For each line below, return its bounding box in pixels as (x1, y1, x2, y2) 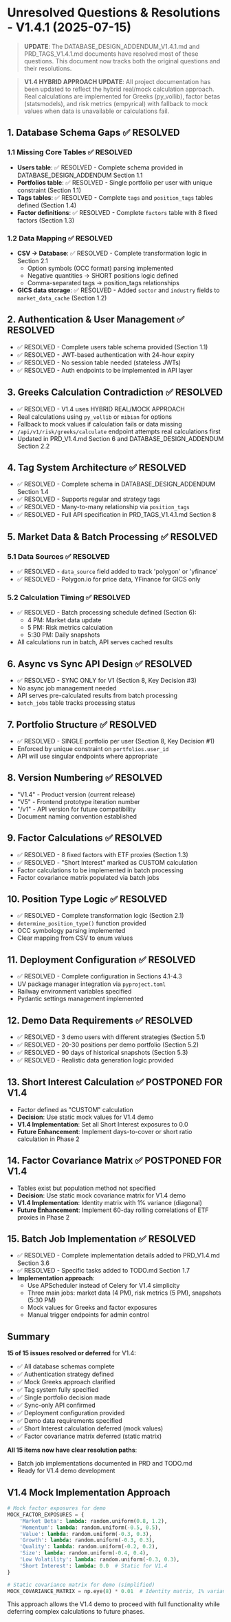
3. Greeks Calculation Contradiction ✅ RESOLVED (7, 387, 223, 398)
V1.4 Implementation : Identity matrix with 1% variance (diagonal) (16, 1198, 203, 1207)
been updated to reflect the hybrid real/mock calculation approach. (23, 85, 214, 93)
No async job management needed (16, 684, 117, 692)
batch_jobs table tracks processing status (16, 699, 135, 707)
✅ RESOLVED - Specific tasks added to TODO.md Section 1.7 (16, 1266, 190, 1275)
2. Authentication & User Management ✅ (7, 314, 185, 325)
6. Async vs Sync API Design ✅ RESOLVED (7, 658, 192, 670)
